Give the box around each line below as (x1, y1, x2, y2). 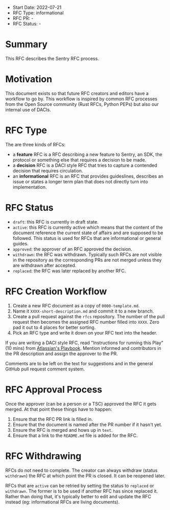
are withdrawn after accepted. (12, 262, 77, 268)
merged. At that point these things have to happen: (5, 406, 112, 412)
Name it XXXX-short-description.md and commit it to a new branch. (12, 308, 154, 314)
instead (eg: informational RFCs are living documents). (5, 499, 120, 505)
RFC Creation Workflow (5, 285, 107, 297)
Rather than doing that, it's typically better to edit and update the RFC (5, 493, 152, 499)
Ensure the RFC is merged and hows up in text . (12, 427, 113, 433)
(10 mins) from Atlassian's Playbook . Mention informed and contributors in (5, 345, 162, 351)
